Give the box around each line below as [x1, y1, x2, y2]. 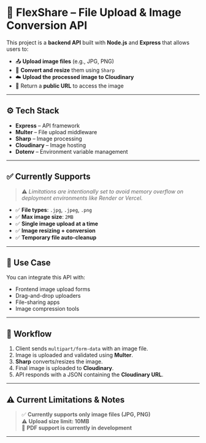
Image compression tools [15, 305, 80, 312]
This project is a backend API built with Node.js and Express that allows [6, 39, 190, 46]
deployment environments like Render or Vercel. [21, 194, 143, 202]
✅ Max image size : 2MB [15, 213, 74, 220]
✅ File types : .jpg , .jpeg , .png [15, 206, 92, 213]
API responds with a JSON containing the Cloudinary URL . [15, 371, 164, 379]
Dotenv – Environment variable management [15, 148, 128, 155]
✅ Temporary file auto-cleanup [15, 233, 97, 241]
